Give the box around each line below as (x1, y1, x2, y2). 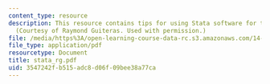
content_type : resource (8, 11, 88, 20)
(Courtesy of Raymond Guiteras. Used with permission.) (15, 26, 207, 34)
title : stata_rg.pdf (8, 57, 78, 65)
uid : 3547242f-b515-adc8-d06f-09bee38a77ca (8, 64, 157, 72)
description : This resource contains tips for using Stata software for (8, 19, 257, 27)
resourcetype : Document (8, 49, 88, 57)
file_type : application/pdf (8, 42, 103, 50)
